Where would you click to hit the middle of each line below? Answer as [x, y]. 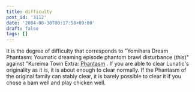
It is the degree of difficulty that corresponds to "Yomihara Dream [87, 51]
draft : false [22, 28]
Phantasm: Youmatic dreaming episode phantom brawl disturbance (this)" [97, 57]
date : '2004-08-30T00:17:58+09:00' [51, 23]
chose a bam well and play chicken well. [56, 83]
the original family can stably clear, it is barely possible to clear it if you [94, 76]
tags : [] [17, 34]
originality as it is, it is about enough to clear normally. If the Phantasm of [96, 70]
